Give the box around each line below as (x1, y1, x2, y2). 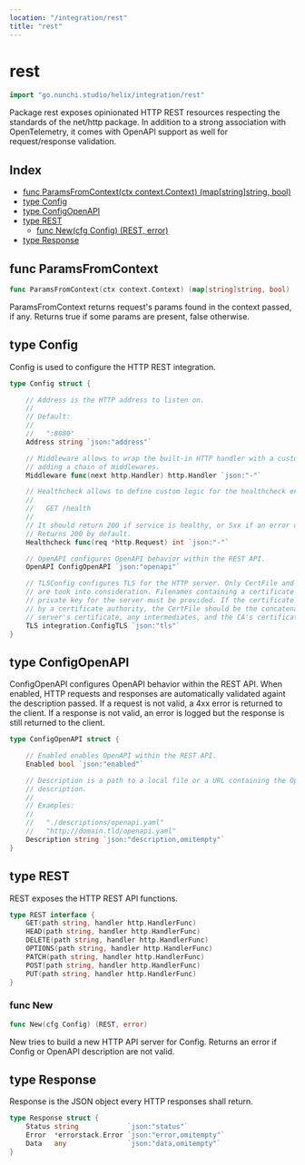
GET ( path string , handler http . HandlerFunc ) (25, 918, 197, 928)
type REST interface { (9, 910, 95, 919)
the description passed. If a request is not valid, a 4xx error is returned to (9, 698, 283, 709)
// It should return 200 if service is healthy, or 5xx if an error (25, 521, 290, 530)
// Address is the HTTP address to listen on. (25, 396, 205, 405)
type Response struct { (9, 1113, 100, 1123)
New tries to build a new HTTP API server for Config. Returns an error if (9, 1036, 277, 1047)
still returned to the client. (9, 718, 106, 729)
